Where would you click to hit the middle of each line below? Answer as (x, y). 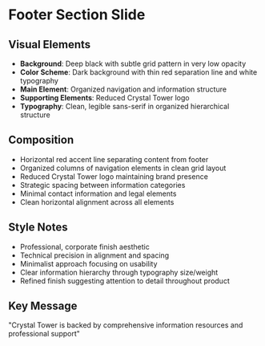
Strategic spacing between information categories (102, 185)
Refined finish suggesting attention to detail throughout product (124, 281)
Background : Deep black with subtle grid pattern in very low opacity (133, 63)
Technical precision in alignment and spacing (94, 255)
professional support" (44, 334)
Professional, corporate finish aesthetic (84, 246)
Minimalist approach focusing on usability (88, 263)
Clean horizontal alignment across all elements (97, 201)
